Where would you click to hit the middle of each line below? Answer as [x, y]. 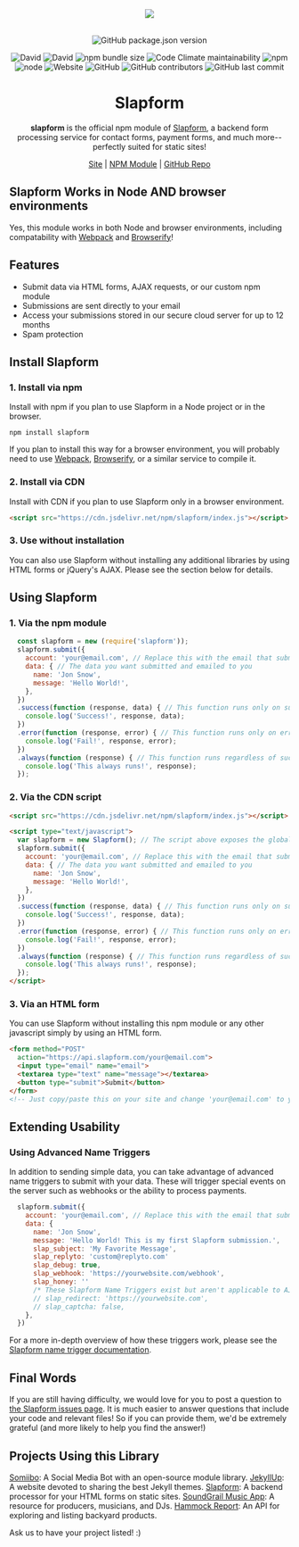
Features [34, 266]
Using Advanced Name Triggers [80, 1152]
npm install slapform [49, 433]
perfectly [109, 146]
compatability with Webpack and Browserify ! [91, 237]
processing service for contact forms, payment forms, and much [136, 137]
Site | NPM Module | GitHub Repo [149, 163]
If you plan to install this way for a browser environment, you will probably [145, 449]
